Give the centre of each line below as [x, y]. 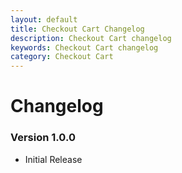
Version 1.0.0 [43, 138]
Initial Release [53, 159]
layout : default [44, 19]
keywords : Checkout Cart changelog [84, 47]
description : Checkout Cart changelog [91, 38]
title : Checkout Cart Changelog [77, 29]
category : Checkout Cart [62, 57]
